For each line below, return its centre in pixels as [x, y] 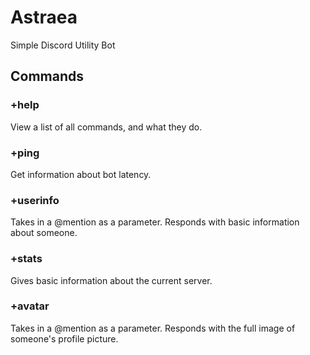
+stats [26, 259]
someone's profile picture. [64, 338]
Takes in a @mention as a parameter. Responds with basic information [155, 222]
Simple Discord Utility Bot [63, 45]
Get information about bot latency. [81, 174]
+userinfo [35, 200]
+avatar [30, 306]
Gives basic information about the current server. [111, 280]
